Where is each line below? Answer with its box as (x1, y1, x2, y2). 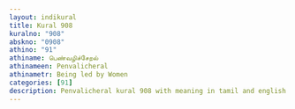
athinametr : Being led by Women (9, 70, 128, 79)
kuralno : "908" (9, 29, 65, 38)
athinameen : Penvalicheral (9, 62, 109, 71)
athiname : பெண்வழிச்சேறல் (9, 54, 99, 62)
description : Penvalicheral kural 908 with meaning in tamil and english (9, 86, 287, 95)
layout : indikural (9, 12, 77, 22)
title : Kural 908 (9, 21, 73, 30)
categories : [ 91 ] (9, 78, 73, 87)
